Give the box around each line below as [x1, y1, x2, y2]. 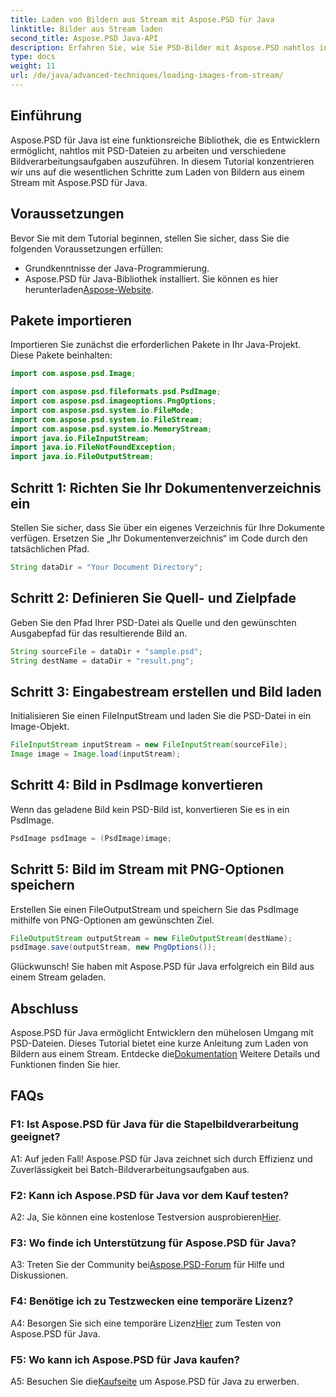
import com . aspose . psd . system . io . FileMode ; [10, 405, 195, 415]
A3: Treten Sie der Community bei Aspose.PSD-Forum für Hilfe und [10, 1259, 285, 1271]
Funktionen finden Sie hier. [10, 1059, 121, 1071]
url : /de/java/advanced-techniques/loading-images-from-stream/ [10, 71, 284, 81]
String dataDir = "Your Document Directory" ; [10, 562, 203, 572]
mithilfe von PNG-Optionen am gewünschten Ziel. [10, 914, 215, 926]
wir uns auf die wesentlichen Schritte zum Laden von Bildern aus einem [10, 166, 305, 178]
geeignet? [10, 1130, 61, 1144]
